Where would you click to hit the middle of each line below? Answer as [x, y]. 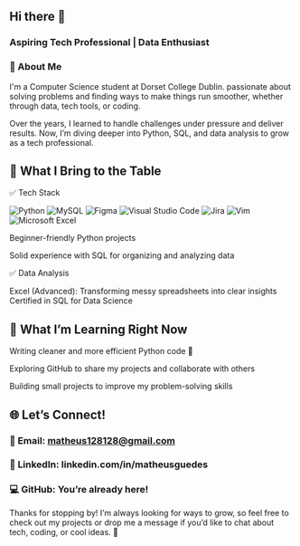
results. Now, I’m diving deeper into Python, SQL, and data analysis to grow [149, 133]
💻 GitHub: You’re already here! [79, 490]
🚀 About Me [36, 67]
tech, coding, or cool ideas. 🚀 [64, 532]
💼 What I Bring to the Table [85, 171]
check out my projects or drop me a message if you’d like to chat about [142, 522]
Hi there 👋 [37, 17]
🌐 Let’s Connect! [58, 414]
